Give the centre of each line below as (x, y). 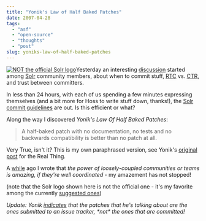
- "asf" (22, 29)
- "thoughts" (29, 41)
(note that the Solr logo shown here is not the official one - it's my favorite (100, 186)
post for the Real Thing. (36, 156)
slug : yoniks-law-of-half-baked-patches (59, 52)
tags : (13, 23)
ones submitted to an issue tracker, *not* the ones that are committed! (96, 211)
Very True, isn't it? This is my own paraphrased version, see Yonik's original (102, 149)
